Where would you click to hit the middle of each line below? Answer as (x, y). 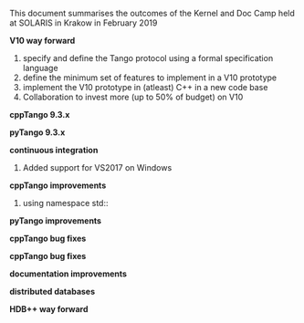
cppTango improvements (58, 185)
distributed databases (52, 292)
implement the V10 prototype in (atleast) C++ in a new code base (145, 87)
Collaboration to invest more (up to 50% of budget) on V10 (133, 97)
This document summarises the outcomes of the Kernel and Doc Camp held (152, 13)
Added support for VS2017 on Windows (97, 167)
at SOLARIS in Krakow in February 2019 (84, 23)
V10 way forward (42, 41)
